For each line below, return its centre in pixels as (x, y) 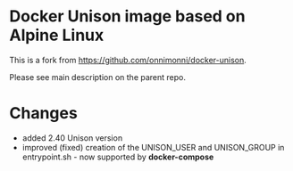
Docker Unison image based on (127, 16)
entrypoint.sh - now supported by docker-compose (118, 157)
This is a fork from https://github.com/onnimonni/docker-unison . (128, 60)
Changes (43, 114)
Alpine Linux (57, 35)
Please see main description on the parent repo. (97, 77)
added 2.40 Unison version (72, 138)
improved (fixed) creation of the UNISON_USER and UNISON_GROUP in (153, 147)
